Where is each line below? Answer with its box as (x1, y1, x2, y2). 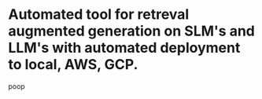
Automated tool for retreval (8, 5, 190, 24)
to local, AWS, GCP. (8, 56, 138, 74)
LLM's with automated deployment (8, 39, 241, 57)
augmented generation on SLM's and (8, 22, 256, 40)
